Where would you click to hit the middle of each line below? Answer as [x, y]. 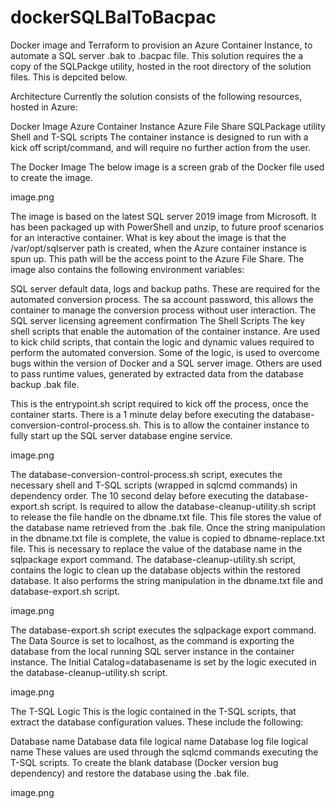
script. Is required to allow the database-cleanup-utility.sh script [184, 506]
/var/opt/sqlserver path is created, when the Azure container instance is [158, 248]
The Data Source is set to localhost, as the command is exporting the [152, 640]
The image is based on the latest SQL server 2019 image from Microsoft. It [163, 216]
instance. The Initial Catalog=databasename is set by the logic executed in [163, 662]
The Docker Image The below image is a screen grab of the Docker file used [167, 167]
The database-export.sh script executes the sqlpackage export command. [163, 630]
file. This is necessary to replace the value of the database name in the [156, 548]
